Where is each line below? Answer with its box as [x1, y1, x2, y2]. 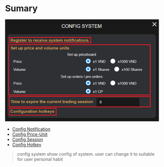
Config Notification [12, 126, 50, 132]
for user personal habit [17, 156, 63, 162]
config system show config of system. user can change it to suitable [17, 151, 155, 157]
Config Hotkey [12, 142, 41, 148]
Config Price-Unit [12, 131, 48, 137]
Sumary [5, 3, 38, 14]
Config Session [12, 137, 43, 143]
